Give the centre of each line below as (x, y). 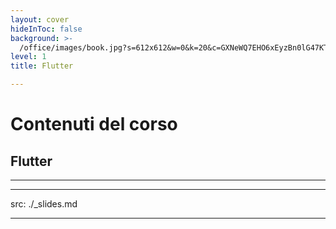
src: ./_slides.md (44, 204)
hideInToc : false (46, 29)
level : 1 (28, 57)
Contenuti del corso (94, 124)
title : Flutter (42, 66)
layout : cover (40, 19)
